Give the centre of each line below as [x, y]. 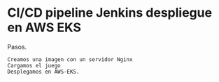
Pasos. [17, 47]
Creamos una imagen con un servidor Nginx [70, 59]
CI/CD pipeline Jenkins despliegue [109, 13]
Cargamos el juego [34, 65]
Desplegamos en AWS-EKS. [43, 72]
